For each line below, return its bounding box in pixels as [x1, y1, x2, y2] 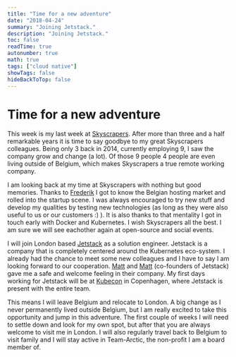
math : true [7, 56, 39, 63]
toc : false [7, 37, 39, 44]
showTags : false [7, 69, 55, 76]
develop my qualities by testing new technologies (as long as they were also [7, 203, 228, 212]
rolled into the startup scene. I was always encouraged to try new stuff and [7, 195, 225, 205]
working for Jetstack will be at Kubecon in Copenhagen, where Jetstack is [7, 277, 223, 286]
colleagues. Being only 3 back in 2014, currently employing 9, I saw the [7, 145, 214, 153]
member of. [7, 343, 41, 351]
